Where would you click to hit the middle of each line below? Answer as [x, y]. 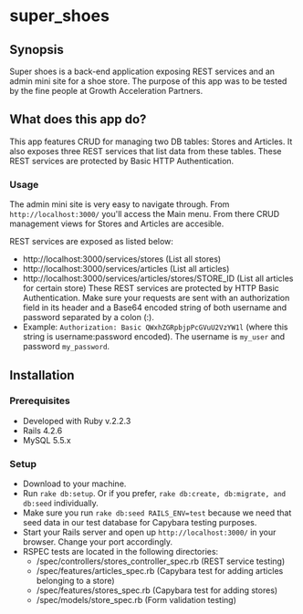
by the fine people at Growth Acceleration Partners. [106, 91]
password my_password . [66, 347]
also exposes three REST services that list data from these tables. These [146, 151]
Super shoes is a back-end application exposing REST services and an [142, 71]
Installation [42, 375]
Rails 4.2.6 [42, 431]
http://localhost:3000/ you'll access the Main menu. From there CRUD [145, 214]
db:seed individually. [60, 504]
